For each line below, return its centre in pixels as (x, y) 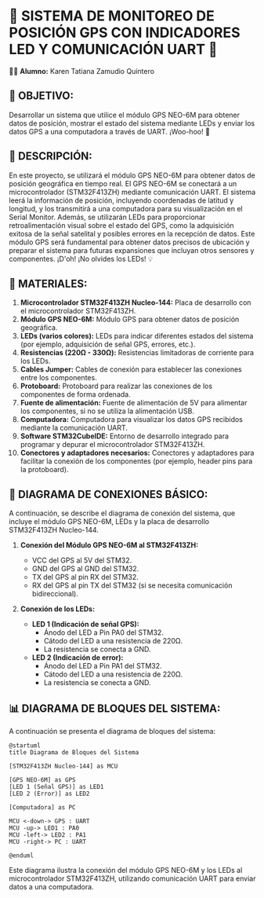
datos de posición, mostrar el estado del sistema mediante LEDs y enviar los (132, 123)
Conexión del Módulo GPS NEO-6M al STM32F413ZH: (109, 545)
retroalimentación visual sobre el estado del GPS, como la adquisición (121, 225)
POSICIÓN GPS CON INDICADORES (125, 33)
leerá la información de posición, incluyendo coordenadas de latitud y (121, 200)
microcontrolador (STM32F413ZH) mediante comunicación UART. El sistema (132, 192)
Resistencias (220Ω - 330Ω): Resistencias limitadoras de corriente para (137, 353)
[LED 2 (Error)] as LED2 (49, 794)
